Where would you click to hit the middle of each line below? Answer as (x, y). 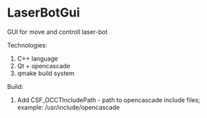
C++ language (38, 58)
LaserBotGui (44, 13)
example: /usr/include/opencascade (68, 107)
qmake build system (46, 73)
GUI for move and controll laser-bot (58, 32)
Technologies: (27, 45)
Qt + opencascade (43, 66)
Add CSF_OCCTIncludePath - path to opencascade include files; (109, 100)
